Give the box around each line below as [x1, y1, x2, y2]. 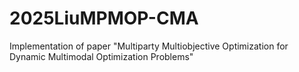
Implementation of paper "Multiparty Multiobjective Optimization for [9, 40, 289, 52]
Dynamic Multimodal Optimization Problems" [9, 50, 194, 62]
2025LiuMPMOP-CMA [9, 7, 199, 30]
